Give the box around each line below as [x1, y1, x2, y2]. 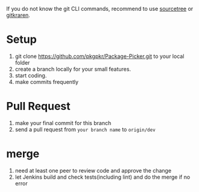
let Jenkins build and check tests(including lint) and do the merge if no [14, 173, 191, 181]
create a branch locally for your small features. [14, 65, 131, 72]
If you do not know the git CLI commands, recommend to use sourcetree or [6, 5, 194, 12]
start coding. [14, 72, 47, 79]
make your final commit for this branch [14, 119, 112, 126]
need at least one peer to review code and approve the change [14, 167, 172, 174]
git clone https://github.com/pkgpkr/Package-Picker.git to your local [14, 53, 185, 60]
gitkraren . [6, 11, 30, 19]
